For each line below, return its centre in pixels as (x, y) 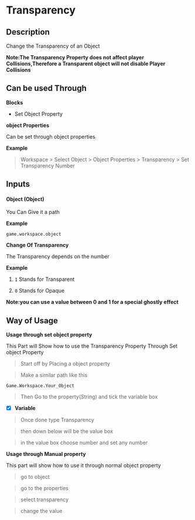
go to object (35, 477)
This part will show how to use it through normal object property (83, 465)
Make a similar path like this (54, 375)
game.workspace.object (34, 234)
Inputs (18, 184)
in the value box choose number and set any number (84, 443)
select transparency (45, 499)
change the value (41, 511)
